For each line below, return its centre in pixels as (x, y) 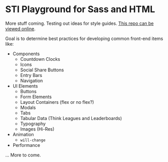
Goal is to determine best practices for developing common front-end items (84, 38)
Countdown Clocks (40, 59)
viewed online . (20, 28)
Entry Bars (31, 75)
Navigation (31, 80)
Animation (23, 134)
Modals (28, 107)
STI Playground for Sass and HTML (80, 9)
